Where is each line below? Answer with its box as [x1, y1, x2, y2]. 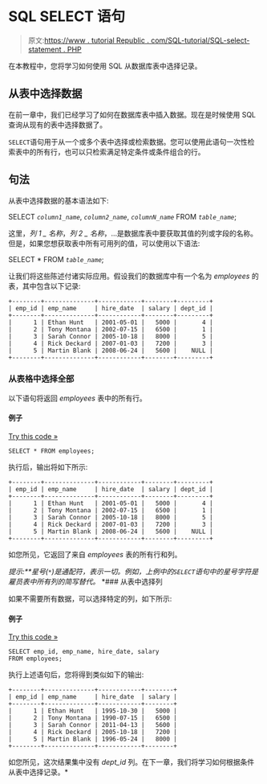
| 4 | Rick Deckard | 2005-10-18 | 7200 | [8, 729, 178, 737]
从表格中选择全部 [8, 373, 75, 384]
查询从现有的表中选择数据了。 [8, 120, 107, 129]
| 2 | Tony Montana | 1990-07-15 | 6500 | [8, 714, 178, 722]
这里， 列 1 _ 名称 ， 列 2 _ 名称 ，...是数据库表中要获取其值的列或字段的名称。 [8, 228, 258, 238]
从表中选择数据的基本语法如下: [8, 195, 110, 205]
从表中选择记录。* [8, 767, 69, 777]
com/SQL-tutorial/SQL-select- [151, 35, 250, 45]
